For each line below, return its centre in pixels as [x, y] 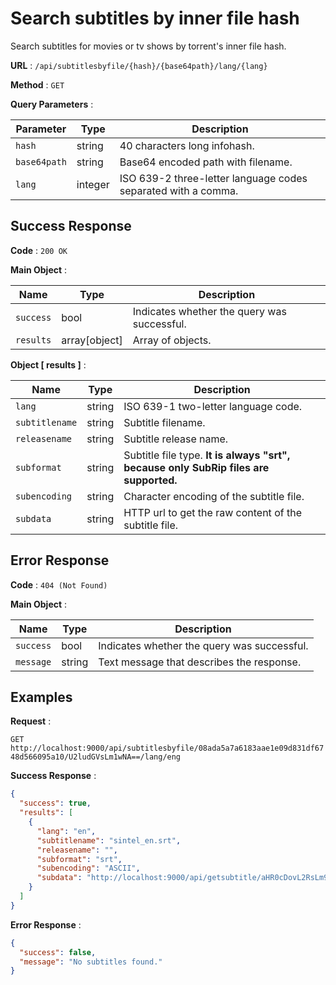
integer [93, 184]
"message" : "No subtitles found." [91, 962]
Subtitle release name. [176, 439]
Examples [41, 697]
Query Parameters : [52, 104]
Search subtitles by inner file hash [155, 18]
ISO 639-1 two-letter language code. [213, 406]
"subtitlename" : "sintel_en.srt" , [109, 840]
